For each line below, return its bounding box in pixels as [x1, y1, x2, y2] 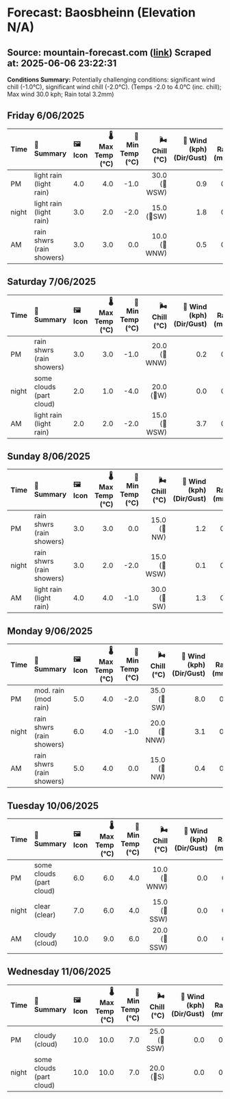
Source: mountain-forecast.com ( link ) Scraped [7, 47, 212, 58]
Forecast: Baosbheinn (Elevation [7, 5, 196, 21]
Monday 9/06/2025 [7, 625, 93, 637]
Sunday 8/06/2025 [7, 451, 91, 462]
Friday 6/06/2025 [7, 110, 85, 121]
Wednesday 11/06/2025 [7, 966, 112, 978]
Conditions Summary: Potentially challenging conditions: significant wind [7, 75, 216, 84]
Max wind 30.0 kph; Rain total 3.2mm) [7, 90, 114, 98]
